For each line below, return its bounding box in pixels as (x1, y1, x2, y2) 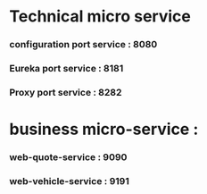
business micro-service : (9, 119, 199, 139)
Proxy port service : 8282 (9, 86, 122, 98)
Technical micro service (9, 6, 192, 27)
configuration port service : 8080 (9, 38, 158, 51)
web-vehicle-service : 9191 (9, 174, 129, 187)
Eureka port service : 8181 (9, 63, 124, 75)
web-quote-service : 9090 (9, 151, 128, 164)
